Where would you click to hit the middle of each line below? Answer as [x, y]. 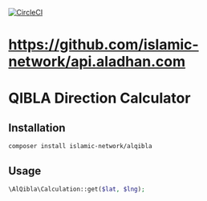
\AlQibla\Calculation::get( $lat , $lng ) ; [77, 189]
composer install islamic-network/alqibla [80, 147]
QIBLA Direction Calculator [99, 98]
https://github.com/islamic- [103, 45]
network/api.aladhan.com [97, 62]
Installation [37, 128]
